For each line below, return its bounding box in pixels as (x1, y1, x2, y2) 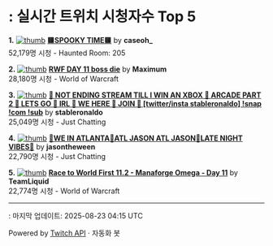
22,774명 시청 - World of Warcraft (8, 186, 120, 196)
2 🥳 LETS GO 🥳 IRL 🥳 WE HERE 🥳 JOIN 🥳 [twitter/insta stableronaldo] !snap (8, 98, 262, 108)
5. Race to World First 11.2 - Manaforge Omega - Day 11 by (8, 167, 238, 177)
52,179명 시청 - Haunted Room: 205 (8, 48, 126, 58)
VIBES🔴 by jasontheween (8, 141, 96, 151)
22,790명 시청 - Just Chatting (8, 151, 106, 161)
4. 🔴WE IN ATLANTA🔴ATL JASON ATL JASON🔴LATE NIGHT (8, 133, 244, 143)
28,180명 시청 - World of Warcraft (8, 74, 119, 84)
